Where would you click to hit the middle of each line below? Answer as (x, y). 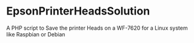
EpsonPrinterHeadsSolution (78, 11)
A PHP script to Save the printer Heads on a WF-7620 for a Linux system (97, 28)
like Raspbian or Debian (36, 34)
